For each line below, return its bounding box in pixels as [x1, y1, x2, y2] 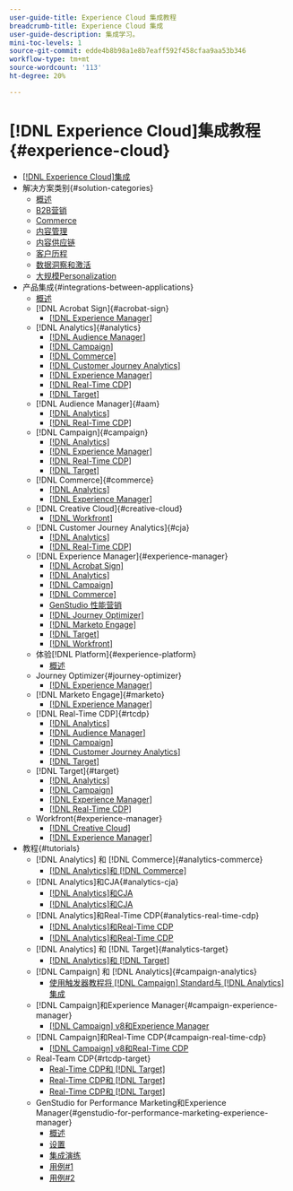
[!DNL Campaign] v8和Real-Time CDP [48, 1042, 189, 1054]
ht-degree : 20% [9, 72, 66, 81]
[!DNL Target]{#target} [35, 765, 120, 776]
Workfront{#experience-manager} [35, 813, 163, 823]
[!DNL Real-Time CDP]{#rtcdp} [35, 708, 151, 718]
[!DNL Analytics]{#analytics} [35, 322, 142, 333]
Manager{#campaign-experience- [151, 999, 278, 1010]
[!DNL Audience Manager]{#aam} [35, 398, 160, 409]
